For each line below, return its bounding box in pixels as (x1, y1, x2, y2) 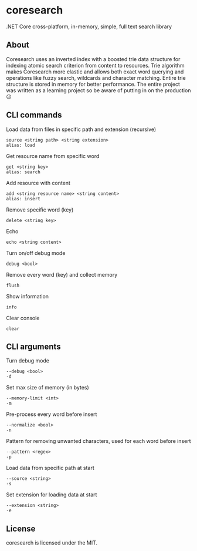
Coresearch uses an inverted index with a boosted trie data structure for (6, 55, 181, 62)
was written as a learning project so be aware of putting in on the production (6, 86, 191, 94)
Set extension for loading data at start (6, 491, 97, 498)
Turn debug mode (6, 357, 50, 364)
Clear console (6, 314, 40, 321)
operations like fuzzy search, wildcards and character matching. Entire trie (6, 74, 186, 81)
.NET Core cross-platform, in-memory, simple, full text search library (6, 23, 172, 30)
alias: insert (6, 196, 41, 201)
